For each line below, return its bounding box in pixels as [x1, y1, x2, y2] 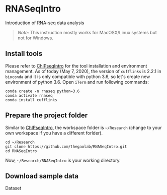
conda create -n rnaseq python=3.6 [5, 89, 80, 94]
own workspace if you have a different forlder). [5, 129, 103, 136]
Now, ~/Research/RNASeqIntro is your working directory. [5, 157, 121, 163]
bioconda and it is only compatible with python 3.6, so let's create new [5, 74, 150, 80]
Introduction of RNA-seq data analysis [5, 20, 85, 26]
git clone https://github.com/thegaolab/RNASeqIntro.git [5, 144, 127, 149]
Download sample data [5, 172, 79, 180]
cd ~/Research [5, 140, 35, 145]
